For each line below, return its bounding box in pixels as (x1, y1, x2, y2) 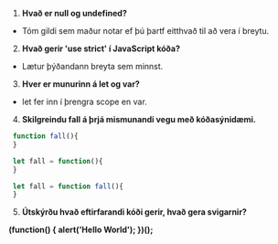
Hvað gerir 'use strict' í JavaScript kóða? (21, 43, 180, 54)
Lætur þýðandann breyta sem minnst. (21, 61, 164, 71)
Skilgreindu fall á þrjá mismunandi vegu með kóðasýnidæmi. (21, 114, 257, 124)
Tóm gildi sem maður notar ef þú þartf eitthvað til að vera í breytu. (21, 26, 270, 36)
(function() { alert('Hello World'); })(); (8, 224, 154, 236)
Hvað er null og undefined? (21, 8, 127, 18)
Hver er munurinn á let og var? (21, 79, 141, 90)
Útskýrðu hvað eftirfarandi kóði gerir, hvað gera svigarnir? (21, 207, 248, 217)
